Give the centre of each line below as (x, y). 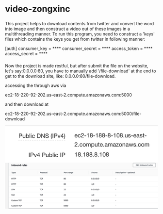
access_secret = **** (26, 54)
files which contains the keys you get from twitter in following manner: (75, 39)
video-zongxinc (38, 9)
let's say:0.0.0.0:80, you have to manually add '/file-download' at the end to (81, 71)
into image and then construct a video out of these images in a (67, 29)
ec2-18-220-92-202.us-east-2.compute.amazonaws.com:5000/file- (73, 114)
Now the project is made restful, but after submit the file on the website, (77, 66)
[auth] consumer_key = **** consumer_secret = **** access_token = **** (79, 49)
